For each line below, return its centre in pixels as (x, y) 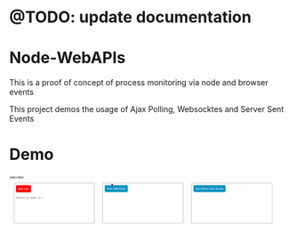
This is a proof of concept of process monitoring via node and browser (139, 83)
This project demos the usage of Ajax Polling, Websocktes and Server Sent (147, 109)
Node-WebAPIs (68, 58)
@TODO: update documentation (130, 17)
